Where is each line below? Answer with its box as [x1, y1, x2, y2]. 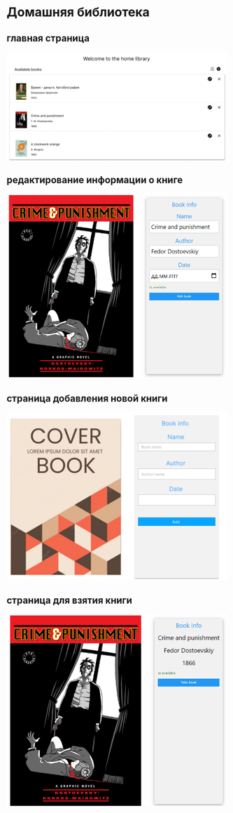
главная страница [6, 32, 90, 44]
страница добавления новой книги [6, 392, 168, 404]
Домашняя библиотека [6, 4, 150, 20]
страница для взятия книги [6, 595, 132, 607]
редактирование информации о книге [6, 173, 183, 186]
